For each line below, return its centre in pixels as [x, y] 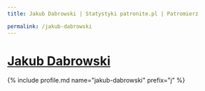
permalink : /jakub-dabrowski [50, 26]
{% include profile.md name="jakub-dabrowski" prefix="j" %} [96, 80]
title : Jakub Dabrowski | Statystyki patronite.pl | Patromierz [103, 14]
